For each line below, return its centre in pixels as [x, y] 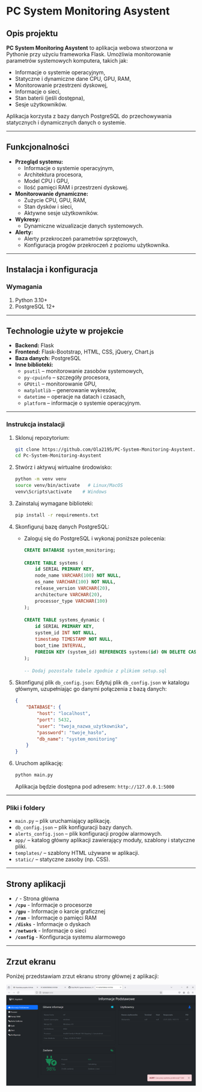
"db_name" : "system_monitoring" [77, 739]
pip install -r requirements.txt [57, 515]
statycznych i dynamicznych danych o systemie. [66, 122]
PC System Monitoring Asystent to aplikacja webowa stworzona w [90, 48]
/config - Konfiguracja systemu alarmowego [70, 937]
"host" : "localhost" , [64, 714]
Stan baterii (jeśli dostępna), [50, 98]
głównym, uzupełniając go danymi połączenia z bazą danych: [91, 689]
